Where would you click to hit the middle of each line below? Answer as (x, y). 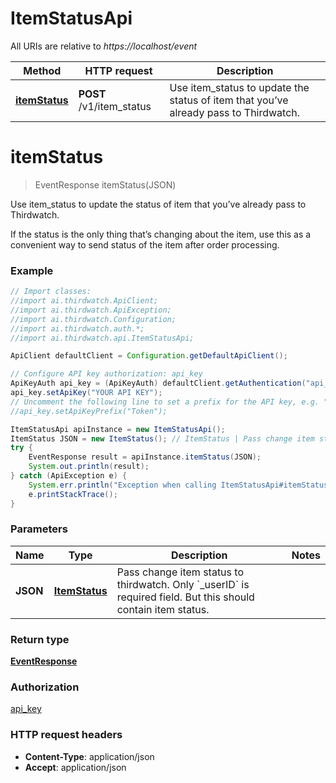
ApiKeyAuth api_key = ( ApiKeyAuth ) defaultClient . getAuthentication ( (158, 383)
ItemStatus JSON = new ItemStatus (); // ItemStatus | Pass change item (162, 438)
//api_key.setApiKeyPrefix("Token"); (89, 411)
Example (32, 270)
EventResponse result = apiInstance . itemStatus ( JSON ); (145, 457)
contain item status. (163, 609)
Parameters (39, 529)
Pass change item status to (180, 572)
